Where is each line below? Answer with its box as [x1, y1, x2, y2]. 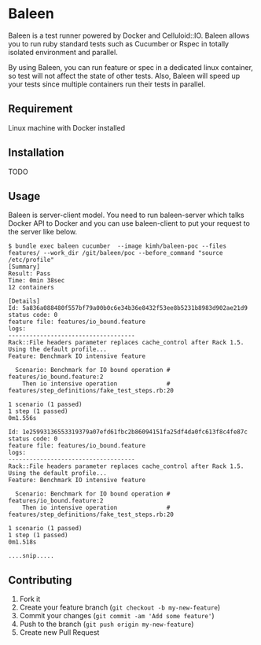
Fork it [19, 595, 41, 604]
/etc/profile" [8, 256, 55, 264]
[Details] [8, 297, 41, 305]
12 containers [8, 284, 55, 292]
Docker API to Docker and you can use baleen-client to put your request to [8, 219, 250, 228]
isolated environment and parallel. [8, 47, 118, 57]
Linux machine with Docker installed [8, 123, 126, 132]
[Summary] [8, 263, 41, 271]
